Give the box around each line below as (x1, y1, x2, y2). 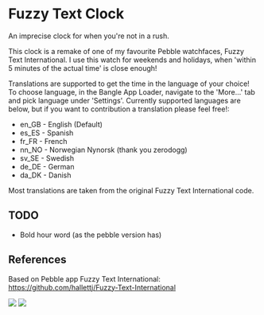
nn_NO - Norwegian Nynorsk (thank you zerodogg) (19, 145, 188, 154)
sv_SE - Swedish (19, 153, 75, 163)
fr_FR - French (19, 136, 68, 146)
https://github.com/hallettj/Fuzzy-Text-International (8, 282, 177, 292)
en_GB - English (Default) (19, 119, 103, 129)
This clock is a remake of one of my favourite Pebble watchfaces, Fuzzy (8, 46, 245, 56)
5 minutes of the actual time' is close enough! (8, 63, 157, 72)
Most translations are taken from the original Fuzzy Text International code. (8, 185, 254, 195)
